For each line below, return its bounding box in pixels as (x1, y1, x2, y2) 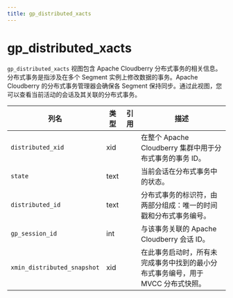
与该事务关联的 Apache (141, 223, 217, 233)
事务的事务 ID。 (155, 153, 206, 163)
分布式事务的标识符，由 (141, 189, 218, 199)
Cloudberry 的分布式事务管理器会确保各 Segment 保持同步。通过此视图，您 (7, 81, 223, 90)
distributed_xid (10, 143, 64, 151)
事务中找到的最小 (155, 258, 211, 267)
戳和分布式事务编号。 (141, 210, 211, 220)
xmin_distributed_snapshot (10, 263, 100, 272)
